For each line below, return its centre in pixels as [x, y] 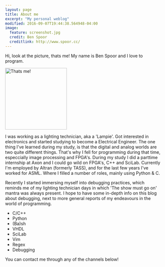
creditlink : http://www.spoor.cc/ [45, 42]
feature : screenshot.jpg [35, 33]
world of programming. [29, 203]
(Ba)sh [19, 223]
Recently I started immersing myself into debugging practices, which [75, 182]
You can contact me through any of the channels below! [62, 259]
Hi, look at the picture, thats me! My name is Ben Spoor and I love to [74, 56]
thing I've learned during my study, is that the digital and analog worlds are [81, 147]
